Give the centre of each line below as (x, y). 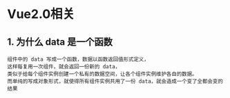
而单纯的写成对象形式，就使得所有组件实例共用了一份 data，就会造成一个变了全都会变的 (115, 81)
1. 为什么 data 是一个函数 (60, 42)
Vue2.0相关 (41, 14)
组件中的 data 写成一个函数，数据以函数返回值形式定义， (78, 59)
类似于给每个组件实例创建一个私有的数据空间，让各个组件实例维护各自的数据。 (102, 74)
